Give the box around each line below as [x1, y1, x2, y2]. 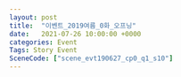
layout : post [9, 12, 58, 22]
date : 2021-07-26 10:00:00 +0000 [9, 29, 142, 38]
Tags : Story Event [9, 46, 78, 55]
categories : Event [9, 37, 78, 47]
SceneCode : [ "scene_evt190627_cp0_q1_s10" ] [9, 54, 174, 63]
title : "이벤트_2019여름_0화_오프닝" [9, 21, 136, 30]
